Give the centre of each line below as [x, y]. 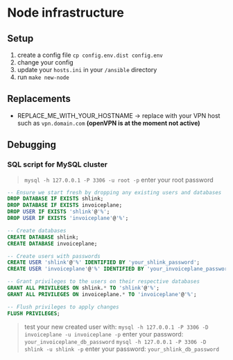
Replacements [39, 99]
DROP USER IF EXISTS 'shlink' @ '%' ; [59, 212]
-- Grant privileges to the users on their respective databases [103, 282]
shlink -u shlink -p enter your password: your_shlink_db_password [122, 349]
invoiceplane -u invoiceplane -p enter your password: [104, 334]
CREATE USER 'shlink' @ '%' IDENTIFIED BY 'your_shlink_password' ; [103, 263]
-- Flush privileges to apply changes [63, 307]
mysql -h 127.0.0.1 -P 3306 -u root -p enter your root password [119, 180]
